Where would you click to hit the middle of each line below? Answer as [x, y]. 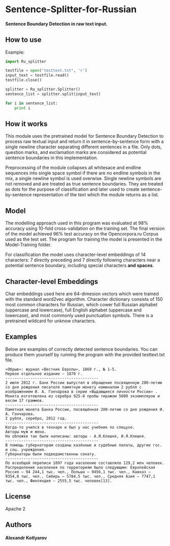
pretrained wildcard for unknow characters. [51, 321]
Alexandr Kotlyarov [26, 538]
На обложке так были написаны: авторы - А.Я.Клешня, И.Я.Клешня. [76, 436]
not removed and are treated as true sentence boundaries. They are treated [84, 184]
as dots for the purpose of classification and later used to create [72, 189]
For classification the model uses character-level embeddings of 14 [76, 255]
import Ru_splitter [26, 61]
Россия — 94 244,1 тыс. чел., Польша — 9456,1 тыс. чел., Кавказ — [78, 472]
